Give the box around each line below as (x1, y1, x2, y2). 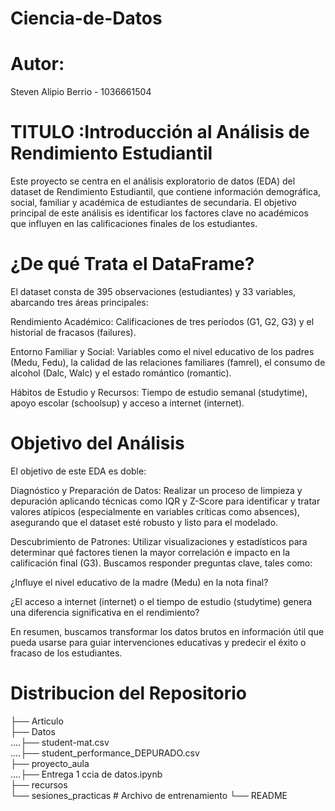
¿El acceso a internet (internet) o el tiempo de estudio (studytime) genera (10, 595, 313, 607)
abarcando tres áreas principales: (10, 297, 149, 308)
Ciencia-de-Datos (10, 7, 163, 30)
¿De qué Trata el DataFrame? (10, 253, 255, 276)
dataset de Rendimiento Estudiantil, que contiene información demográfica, (10, 186, 322, 198)
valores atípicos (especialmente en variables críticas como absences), (10, 505, 300, 517)
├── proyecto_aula (10, 757, 90, 769)
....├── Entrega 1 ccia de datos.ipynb (10, 768, 163, 780)
